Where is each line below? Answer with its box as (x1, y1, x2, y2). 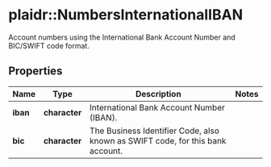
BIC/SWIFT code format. (8, 40, 90, 50)
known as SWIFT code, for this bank (90, 135, 227, 146)
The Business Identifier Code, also (90, 125, 220, 136)
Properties (8, 65, 63, 78)
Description (135, 88, 181, 99)
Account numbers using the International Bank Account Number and (8, 32, 236, 42)
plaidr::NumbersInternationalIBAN (8, 6, 244, 24)
